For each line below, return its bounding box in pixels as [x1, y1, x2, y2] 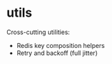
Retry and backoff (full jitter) [16, 49, 98, 57]
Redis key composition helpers [16, 41, 105, 49]
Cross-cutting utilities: [6, 28, 70, 36]
